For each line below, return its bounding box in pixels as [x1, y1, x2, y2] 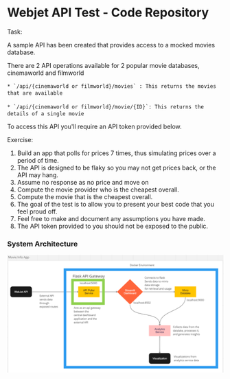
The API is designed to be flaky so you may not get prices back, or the [16, 163, 216, 172]
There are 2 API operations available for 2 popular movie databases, [7, 61, 200, 69]
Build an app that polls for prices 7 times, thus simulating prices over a [16, 149, 216, 157]
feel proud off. [16, 207, 58, 216]
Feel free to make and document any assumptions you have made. [16, 214, 206, 222]
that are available [7, 89, 63, 97]
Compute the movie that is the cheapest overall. [16, 192, 153, 200]
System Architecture [7, 239, 78, 249]
